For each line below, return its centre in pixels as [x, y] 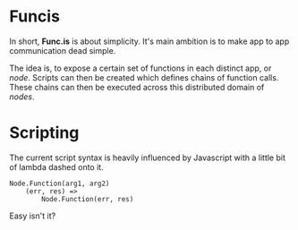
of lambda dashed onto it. [57, 166]
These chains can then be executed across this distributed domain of [137, 87]
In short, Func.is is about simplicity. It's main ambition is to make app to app [149, 41]
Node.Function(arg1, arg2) [60, 183]
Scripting [44, 133]
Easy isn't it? [33, 216]
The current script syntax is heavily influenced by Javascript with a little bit [148, 158]
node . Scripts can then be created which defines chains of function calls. [144, 77]
